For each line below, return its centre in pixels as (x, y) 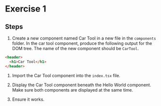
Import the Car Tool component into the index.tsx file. (66, 75)
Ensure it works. (28, 99)
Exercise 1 (26, 9)
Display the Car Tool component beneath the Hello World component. (81, 85)
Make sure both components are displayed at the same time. (72, 90)
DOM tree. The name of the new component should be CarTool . (75, 48)
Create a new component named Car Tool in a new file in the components (84, 38)
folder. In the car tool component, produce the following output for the (82, 43)
